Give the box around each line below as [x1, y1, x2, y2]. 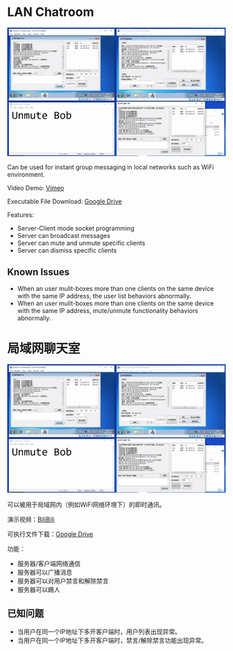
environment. [7, 170, 45, 178]
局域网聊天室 [7, 341, 81, 356]
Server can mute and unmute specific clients [17, 239, 146, 247]
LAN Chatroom [7, 4, 94, 20]
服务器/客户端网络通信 [17, 559, 81, 568]
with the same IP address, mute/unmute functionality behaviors [17, 307, 199, 315]
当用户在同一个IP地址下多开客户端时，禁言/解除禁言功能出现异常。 [17, 636, 208, 644]
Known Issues [7, 266, 70, 278]
